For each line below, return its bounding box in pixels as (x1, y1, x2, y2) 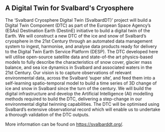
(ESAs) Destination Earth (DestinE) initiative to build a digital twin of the (5, 27, 150, 34)
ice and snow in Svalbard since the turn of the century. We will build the (5, 85, 152, 91)
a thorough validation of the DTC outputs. (5, 111, 90, 118)
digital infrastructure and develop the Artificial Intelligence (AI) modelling (5, 90, 154, 96)
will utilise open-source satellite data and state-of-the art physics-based (5, 54, 153, 60)
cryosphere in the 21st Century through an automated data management (5, 38, 153, 44)
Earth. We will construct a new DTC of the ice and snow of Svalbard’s (5, 33, 147, 39)
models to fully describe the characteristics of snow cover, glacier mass (5, 59, 152, 65)
